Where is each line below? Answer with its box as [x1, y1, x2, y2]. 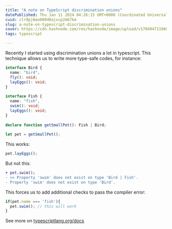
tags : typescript [5, 31, 42, 36]
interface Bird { [5, 65, 42, 70]
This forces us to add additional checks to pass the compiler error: [5, 189, 146, 195]
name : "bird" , [10, 70, 40, 75]
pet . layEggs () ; [5, 151, 38, 156]
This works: [5, 141, 30, 148]
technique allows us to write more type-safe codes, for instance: [5, 55, 142, 61]
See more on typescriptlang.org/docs [5, 218, 84, 224]
